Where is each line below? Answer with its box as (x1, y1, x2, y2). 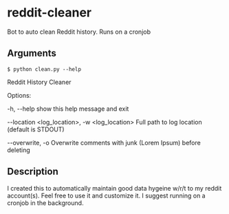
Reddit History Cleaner (7, 78, 72, 86)
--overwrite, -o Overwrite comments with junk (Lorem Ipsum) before (7, 138, 201, 147)
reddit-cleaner (7, 5, 91, 21)
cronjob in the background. (7, 198, 84, 207)
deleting (7, 146, 31, 154)
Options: (7, 91, 32, 99)
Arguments (7, 47, 57, 59)
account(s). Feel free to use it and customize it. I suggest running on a (7, 191, 206, 200)
